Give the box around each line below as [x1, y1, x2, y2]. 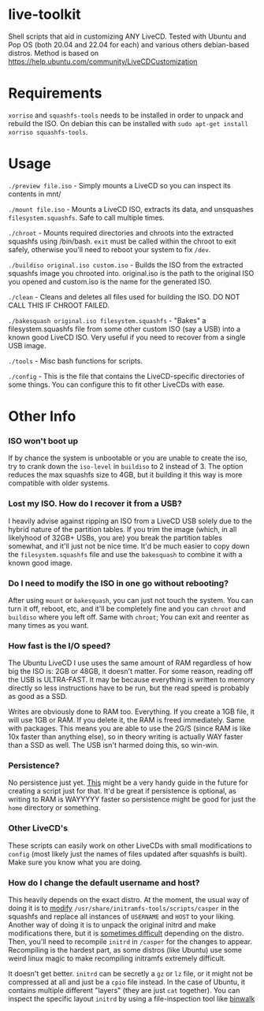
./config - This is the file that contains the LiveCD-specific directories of [8, 371, 245, 381]
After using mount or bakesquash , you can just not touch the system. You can [8, 595, 254, 604]
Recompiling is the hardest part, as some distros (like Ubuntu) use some [8, 946, 243, 955]
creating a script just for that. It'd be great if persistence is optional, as [8, 786, 236, 796]
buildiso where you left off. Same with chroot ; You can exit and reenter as [8, 612, 250, 622]
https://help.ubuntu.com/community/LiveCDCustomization [8, 57, 198, 66]
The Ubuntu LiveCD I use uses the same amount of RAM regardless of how [8, 658, 252, 667]
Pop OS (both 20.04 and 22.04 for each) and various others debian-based [8, 39, 250, 49]
